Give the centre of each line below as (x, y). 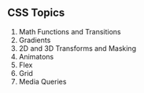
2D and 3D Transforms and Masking (78, 48)
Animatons (36, 56)
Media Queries (42, 81)
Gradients (35, 40)
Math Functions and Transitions (70, 31)
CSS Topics (36, 13)
